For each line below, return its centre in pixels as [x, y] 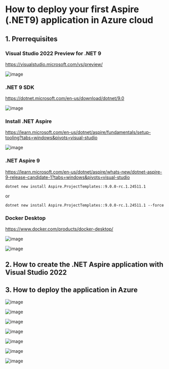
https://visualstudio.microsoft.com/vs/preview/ [54, 64]
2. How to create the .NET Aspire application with [84, 265]
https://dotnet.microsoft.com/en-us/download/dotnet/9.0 [65, 98]
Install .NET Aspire [29, 121]
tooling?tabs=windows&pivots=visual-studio [51, 138]
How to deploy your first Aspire [72, 9]
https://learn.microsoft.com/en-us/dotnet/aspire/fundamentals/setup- [78, 132]
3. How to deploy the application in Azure [72, 290]
